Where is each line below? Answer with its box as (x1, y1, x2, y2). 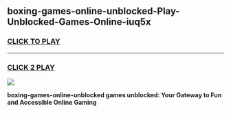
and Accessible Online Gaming (7, 98, 97, 106)
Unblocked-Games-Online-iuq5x (7, 16, 151, 28)
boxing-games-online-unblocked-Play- (7, 5, 180, 17)
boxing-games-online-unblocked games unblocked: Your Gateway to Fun (7, 90, 222, 99)
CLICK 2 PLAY (7, 62, 55, 72)
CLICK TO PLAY (7, 37, 60, 47)
